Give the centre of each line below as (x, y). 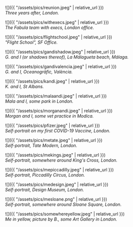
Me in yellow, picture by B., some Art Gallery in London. (61, 219)
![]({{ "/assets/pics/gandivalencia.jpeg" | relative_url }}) (61, 67)
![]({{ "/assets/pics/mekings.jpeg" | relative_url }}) (55, 155)
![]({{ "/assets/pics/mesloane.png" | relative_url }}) (56, 199)
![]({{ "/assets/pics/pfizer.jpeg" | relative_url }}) (53, 126)
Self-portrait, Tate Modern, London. (41, 145)
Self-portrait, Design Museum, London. (45, 190)
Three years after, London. (32, 13)
